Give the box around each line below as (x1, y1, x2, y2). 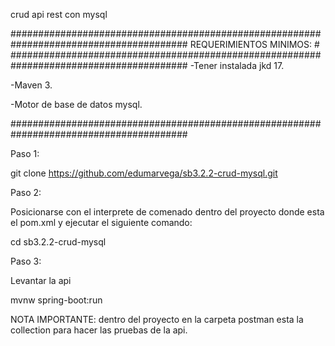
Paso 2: (10, 187, 42, 198)
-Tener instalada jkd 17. (189, 60, 285, 71)
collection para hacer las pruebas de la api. (10, 324, 188, 336)
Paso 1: (10, 148, 40, 159)
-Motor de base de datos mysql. (10, 99, 143, 110)
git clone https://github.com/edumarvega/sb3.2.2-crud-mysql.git (10, 167, 278, 179)
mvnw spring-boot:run (10, 294, 103, 306)
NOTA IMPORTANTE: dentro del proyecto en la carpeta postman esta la (10, 314, 304, 325)
